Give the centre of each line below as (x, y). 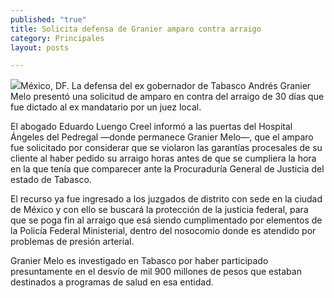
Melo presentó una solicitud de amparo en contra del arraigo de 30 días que (167, 97)
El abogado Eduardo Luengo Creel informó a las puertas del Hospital (151, 127)
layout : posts (40, 47)
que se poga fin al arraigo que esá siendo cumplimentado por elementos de (166, 220)
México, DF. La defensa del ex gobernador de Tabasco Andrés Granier (166, 86)
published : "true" (48, 19)
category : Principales (57, 38)
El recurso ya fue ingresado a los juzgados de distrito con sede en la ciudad (166, 199)
